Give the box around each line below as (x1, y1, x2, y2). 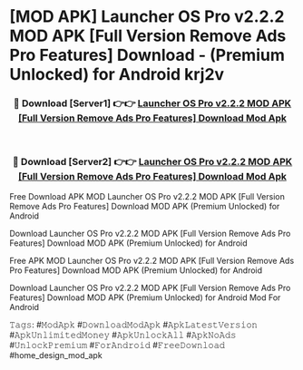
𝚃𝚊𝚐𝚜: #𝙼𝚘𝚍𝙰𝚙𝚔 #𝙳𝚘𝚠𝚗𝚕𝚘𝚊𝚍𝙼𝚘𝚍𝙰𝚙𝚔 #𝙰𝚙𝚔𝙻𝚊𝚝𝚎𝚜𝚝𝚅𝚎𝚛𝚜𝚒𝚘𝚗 (9, 319, 259, 330)
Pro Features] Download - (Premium (9, 45, 286, 65)
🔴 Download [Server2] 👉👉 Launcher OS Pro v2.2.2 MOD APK (12, 156, 293, 169)
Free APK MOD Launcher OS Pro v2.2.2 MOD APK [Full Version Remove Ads (9, 255, 295, 266)
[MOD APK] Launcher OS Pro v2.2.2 (9, 6, 285, 27)
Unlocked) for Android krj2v (9, 64, 225, 85)
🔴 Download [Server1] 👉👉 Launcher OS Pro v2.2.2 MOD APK (13, 97, 292, 110)
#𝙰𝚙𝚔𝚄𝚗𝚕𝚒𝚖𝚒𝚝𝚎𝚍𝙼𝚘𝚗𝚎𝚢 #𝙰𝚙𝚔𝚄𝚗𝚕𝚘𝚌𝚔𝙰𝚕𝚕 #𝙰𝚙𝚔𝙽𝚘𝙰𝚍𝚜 (9, 329, 237, 340)
